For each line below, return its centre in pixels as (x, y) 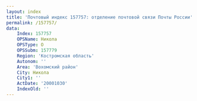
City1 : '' (29, 78)
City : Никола (33, 72)
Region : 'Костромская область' (56, 56)
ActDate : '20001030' (42, 84)
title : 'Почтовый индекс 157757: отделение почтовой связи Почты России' (100, 17)
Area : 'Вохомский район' (48, 67)
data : (13, 28)
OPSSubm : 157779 (37, 50)
